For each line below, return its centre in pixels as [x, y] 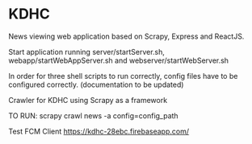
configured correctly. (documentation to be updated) [96, 84]
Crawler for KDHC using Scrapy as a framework [88, 100]
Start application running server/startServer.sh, [87, 51]
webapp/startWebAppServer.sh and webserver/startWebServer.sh [118, 60]
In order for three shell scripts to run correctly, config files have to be [123, 76]
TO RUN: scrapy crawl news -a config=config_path [94, 115]
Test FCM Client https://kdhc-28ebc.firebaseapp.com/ [99, 131]
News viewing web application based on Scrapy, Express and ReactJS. [126, 36]
